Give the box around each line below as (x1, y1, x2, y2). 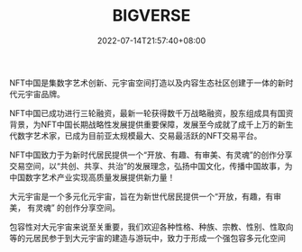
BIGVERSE (112, 5, 191, 26)
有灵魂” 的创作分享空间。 (26, 202, 121, 212)
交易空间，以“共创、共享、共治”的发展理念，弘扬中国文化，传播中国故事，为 (9, 160, 293, 171)
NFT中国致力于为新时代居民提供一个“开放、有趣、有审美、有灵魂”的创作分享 (9, 149, 293, 160)
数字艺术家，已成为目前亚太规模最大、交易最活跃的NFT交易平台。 (16, 130, 262, 140)
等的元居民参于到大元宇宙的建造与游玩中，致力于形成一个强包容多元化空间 (9, 232, 286, 243)
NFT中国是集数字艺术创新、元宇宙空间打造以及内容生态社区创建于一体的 (9, 77, 278, 88)
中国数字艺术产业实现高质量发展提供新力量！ (9, 172, 176, 183)
